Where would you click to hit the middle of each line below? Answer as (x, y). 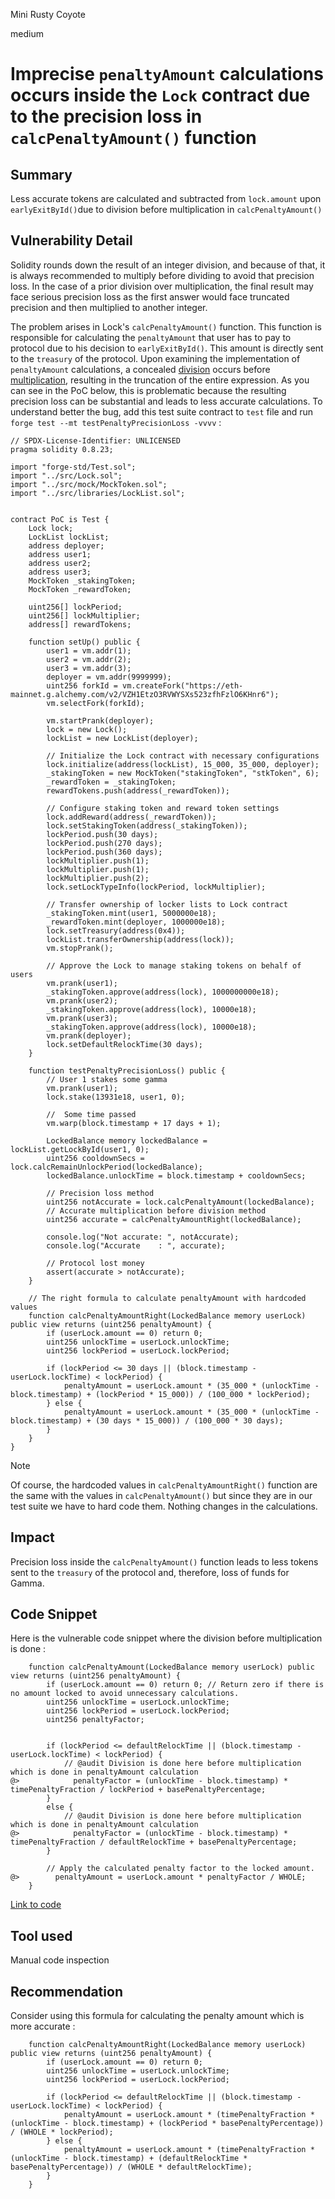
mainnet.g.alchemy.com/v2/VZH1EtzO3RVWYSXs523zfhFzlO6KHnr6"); (145, 694)
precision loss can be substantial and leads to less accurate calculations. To (166, 401)
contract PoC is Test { (60, 519)
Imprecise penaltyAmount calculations (167, 74)
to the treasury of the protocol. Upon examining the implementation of (155, 358)
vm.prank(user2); (82, 1000)
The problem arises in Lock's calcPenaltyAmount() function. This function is (166, 326)
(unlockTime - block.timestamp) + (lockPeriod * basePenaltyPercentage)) (167, 2124)
